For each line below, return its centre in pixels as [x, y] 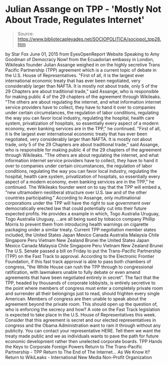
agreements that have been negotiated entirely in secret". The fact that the [82, 277]
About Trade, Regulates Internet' [75, 20]
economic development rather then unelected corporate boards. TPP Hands [84, 341]
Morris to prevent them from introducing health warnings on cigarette [77, 224]
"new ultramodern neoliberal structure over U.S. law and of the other [76, 192]
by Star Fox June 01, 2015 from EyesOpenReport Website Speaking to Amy [82, 54]
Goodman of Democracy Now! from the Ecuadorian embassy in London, [80, 59]
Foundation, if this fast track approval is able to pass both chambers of [78, 261]
